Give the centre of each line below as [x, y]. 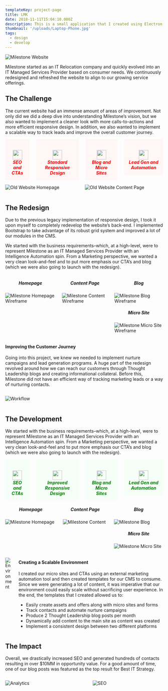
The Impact [23, 646]
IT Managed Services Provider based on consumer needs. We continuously [83, 72]
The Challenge [29, 99]
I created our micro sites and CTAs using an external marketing [83, 573]
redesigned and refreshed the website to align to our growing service [77, 77]
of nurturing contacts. [28, 385]
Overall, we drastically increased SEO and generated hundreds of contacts [82, 658]
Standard [57, 162]
